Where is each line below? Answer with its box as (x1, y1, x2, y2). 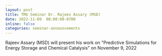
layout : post (5, 7, 33, 12)
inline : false (5, 21, 35, 26)
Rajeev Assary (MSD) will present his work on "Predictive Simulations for (5, 39, 157, 45)
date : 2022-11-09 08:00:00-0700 (5, 16, 76, 21)
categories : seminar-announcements (5, 26, 80, 31)
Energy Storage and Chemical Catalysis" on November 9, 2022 (5, 45, 137, 51)
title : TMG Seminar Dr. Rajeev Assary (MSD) (5, 12, 101, 17)
